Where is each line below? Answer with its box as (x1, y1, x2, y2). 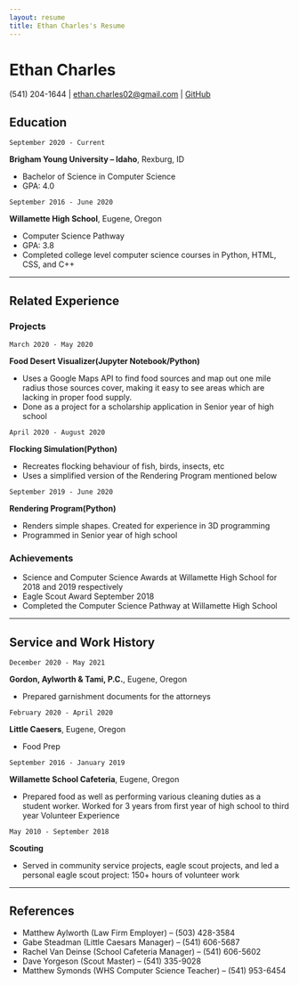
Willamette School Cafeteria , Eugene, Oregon (9, 774, 180, 785)
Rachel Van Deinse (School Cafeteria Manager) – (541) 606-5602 (21, 946, 262, 957)
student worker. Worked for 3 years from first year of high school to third (21, 801, 289, 811)
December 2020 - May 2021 (9, 658, 105, 667)
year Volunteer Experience (21, 811, 120, 821)
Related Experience (9, 293, 120, 308)
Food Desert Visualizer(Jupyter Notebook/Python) (9, 355, 200, 366)
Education (9, 115, 68, 130)
